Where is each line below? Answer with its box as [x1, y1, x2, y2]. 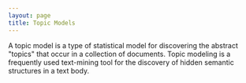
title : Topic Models [8, 19, 76, 27]
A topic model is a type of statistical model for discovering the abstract [8, 40, 239, 50]
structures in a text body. [8, 66, 89, 75]
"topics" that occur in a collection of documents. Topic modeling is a [8, 49, 231, 58]
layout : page [8, 11, 51, 20]
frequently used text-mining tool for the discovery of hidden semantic [8, 57, 234, 67]
